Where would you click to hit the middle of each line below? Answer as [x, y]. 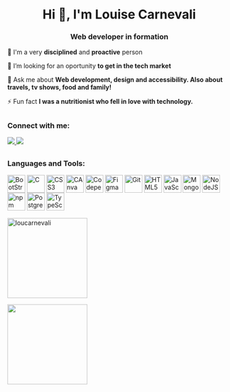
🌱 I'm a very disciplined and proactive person [75, 52]
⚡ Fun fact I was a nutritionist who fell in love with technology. [100, 102]
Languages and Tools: [46, 163]
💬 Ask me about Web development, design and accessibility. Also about [115, 80]
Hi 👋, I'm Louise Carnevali [119, 15]
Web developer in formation [119, 37]
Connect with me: [39, 125]
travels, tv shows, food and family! [60, 88]
